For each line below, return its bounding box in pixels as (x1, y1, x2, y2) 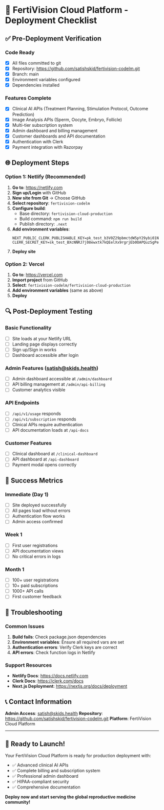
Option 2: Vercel (5, 260, 45, 267)
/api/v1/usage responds (12, 411, 61, 417)
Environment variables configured (12, 77, 81, 83)
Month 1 (5, 566, 24, 573)
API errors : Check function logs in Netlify (12, 649, 96, 655)
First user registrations (12, 542, 58, 548)
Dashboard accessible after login (12, 352, 79, 358)
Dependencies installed (12, 82, 60, 88)
